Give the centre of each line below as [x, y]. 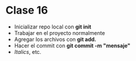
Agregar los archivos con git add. [55, 39]
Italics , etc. [28, 52]
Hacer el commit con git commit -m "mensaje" [72, 46]
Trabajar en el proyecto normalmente [59, 33]
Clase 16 [27, 10]
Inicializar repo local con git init [53, 27]
